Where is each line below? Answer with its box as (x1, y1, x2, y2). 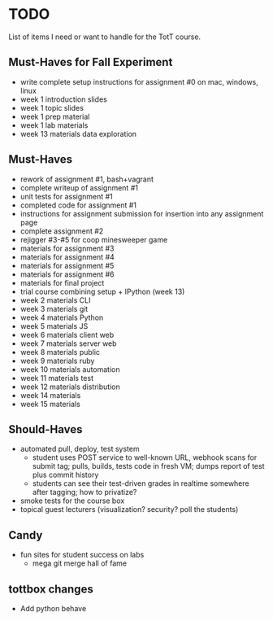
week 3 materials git (19, 304, 89, 313)
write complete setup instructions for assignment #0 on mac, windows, (19, 77, 258, 86)
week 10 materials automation (19, 364, 120, 374)
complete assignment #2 (19, 225, 104, 236)
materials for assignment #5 (19, 260, 115, 270)
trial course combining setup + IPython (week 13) (19, 286, 185, 296)
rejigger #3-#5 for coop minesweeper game (19, 234, 168, 244)
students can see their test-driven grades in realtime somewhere (32, 479, 249, 488)
